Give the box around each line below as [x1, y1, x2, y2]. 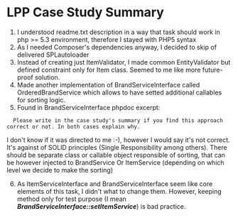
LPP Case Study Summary [6, 4, 164, 21]
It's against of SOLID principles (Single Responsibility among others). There [6, 143, 228, 151]
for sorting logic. [16, 95, 66, 104]
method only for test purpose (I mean [16, 195, 127, 203]
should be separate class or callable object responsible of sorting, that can [6, 151, 225, 159]
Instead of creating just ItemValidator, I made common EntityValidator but [16, 58, 231, 66]
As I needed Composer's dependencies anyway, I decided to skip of [16, 43, 217, 51]
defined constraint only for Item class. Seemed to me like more [16, 65, 201, 74]
